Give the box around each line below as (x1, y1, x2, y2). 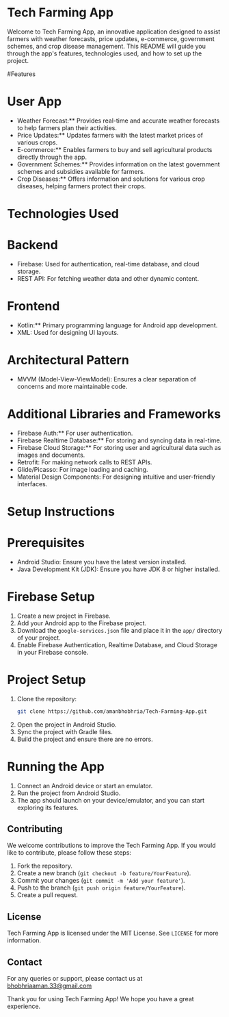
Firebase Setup (7, 589, 95, 605)
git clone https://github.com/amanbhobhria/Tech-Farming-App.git (16, 707, 207, 715)
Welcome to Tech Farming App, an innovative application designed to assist (7, 27, 221, 36)
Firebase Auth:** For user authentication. (16, 429, 133, 437)
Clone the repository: (16, 694, 77, 703)
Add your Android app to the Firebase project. (16, 618, 147, 627)
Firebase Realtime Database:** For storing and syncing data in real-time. (16, 436, 222, 444)
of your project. (16, 633, 61, 642)
